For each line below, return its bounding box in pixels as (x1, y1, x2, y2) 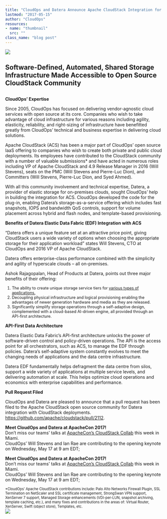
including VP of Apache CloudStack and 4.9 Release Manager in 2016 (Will (5, 163, 159, 169)
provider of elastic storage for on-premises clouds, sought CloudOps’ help (5, 189, 158, 195)
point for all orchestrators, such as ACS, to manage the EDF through (5, 343, 145, 349)
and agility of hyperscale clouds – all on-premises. (5, 261, 109, 267)
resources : (5, 21, 28, 27)
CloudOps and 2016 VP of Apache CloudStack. (5, 245, 102, 251)
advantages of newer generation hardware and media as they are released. (11, 299, 151, 305)
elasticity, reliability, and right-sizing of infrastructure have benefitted (5, 121, 147, 128)
